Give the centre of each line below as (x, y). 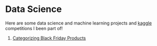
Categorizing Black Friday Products (49, 38)
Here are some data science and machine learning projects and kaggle (78, 23)
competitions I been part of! (34, 28)
